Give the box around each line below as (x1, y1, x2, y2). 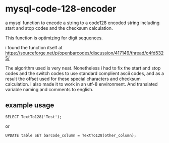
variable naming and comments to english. (5, 86, 94, 92)
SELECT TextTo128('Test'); (5, 114, 62, 119)
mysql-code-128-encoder (5, 3, 117, 15)
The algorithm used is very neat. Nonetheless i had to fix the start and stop (5, 65, 161, 71)
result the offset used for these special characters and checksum (5, 76, 141, 82)
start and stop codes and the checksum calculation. (5, 25, 113, 31)
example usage (5, 101, 54, 110)
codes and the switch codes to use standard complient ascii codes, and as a (5, 70, 164, 76)
